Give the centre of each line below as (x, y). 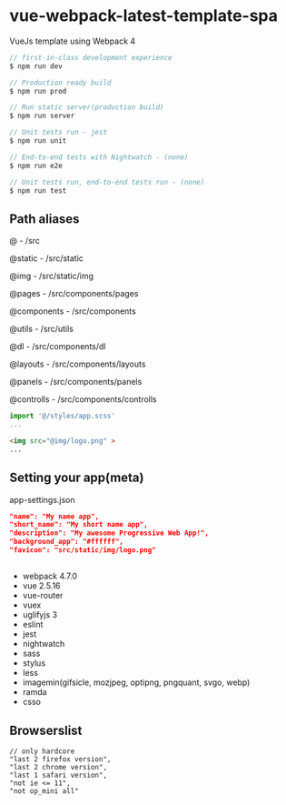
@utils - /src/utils (42, 329)
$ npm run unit (38, 141)
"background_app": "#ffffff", (67, 542)
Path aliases (44, 219)
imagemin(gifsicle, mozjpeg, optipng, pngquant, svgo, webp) (136, 682)
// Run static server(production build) (87, 107)
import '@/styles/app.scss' (63, 416)
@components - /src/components (73, 311)
